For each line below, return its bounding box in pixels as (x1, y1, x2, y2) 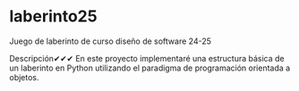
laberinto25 (9, 6, 98, 27)
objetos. (9, 71, 39, 82)
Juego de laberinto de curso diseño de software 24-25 (9, 36, 212, 46)
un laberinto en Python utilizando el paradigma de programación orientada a (9, 62, 291, 73)
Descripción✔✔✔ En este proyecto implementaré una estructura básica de (9, 53, 285, 63)
